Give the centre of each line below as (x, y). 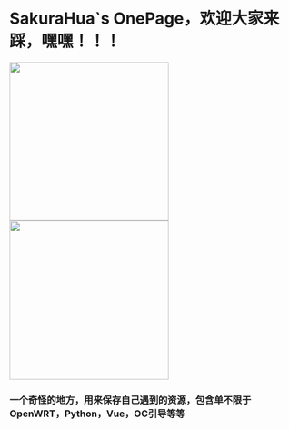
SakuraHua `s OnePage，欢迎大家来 (144, 19)
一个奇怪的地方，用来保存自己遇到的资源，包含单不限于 (130, 400)
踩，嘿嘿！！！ (65, 41)
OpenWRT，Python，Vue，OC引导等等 (98, 414)
